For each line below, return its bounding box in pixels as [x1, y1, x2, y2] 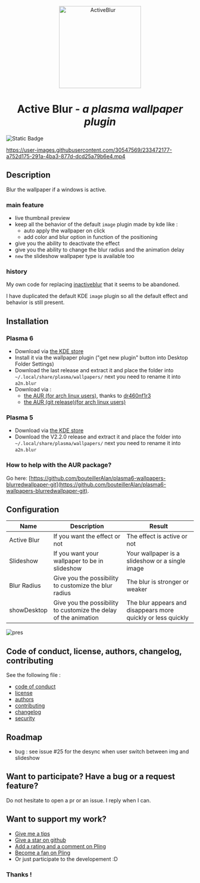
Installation [6, 316, 49, 326]
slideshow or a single [126, 557, 186, 565]
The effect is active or [126, 532, 187, 541]
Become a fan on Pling [14, 849, 70, 856]
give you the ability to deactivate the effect [14, 240, 120, 247]
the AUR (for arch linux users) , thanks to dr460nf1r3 [23, 392, 151, 400]
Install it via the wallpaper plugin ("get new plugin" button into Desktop [14, 354, 189, 361]
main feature [6, 201, 44, 209]
